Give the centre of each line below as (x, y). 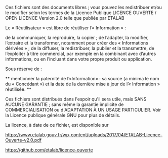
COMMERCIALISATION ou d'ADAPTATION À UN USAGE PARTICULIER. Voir (83, 110)
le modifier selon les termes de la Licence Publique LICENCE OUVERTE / (81, 13)
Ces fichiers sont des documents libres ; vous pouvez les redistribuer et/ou (83, 7)
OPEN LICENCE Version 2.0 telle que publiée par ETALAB (65, 18)
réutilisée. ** (18, 89)
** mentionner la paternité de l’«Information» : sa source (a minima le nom (82, 78)
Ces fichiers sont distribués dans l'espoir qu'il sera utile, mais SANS (76, 99)
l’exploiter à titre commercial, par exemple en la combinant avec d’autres (81, 54)
